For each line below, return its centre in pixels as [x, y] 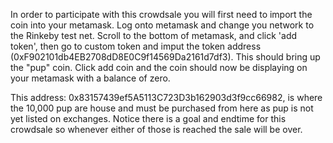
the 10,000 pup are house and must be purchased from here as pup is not [162, 108]
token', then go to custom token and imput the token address [136, 46]
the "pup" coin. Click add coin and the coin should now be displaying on [159, 67]
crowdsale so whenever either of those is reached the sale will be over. [156, 129]
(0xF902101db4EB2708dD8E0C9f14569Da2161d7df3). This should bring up [165, 57]
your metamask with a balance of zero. [90, 78]
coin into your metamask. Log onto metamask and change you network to [162, 25]
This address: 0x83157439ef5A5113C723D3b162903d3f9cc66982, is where [166, 97]
